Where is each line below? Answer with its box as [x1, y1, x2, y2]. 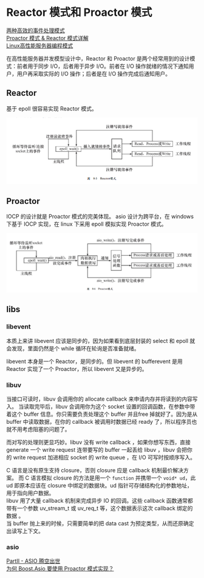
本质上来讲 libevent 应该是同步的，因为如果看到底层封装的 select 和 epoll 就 [6, 337, 195, 344]
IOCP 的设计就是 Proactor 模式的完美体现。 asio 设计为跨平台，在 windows [6, 212, 194, 220]
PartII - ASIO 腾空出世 [6, 557, 61, 565]
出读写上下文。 [6, 527, 44, 534]
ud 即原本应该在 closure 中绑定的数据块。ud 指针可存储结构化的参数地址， [6, 481, 193, 489]
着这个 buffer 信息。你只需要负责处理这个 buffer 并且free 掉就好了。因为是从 [6, 410, 198, 418]
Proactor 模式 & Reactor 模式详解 [6, 34, 89, 41]
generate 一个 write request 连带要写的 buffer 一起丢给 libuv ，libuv [6, 446, 175, 453]
